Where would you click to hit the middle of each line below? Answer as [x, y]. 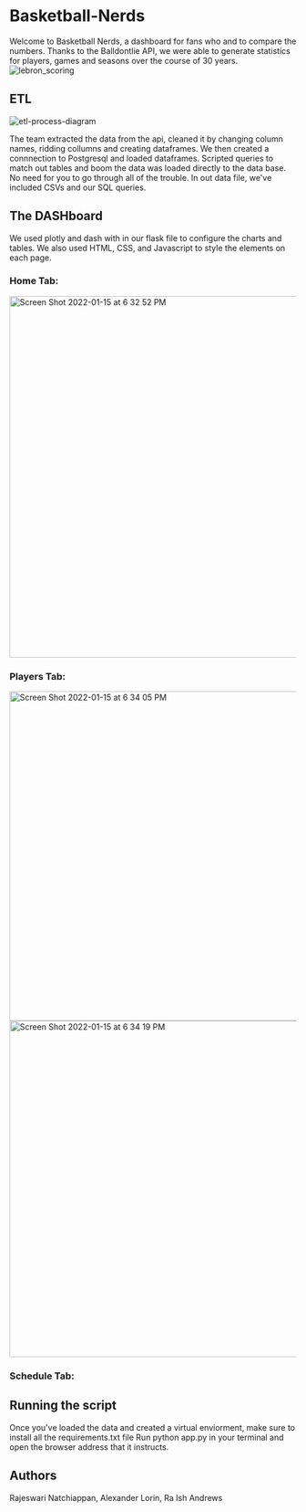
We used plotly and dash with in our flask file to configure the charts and [146, 238]
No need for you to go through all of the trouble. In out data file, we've [141, 177]
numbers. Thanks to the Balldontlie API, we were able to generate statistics [150, 50]
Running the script [63, 1406]
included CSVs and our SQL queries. [78, 187]
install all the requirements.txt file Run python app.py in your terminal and [147, 1437]
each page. [31, 258]
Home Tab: [34, 281]
